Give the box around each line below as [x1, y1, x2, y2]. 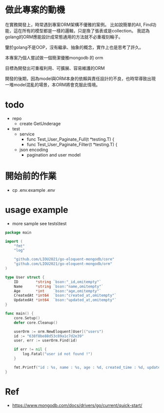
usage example [5, 205, 68, 215]
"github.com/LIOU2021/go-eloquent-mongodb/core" [14, 257, 115, 262]
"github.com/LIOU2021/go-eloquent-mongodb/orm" [14, 261, 112, 266]
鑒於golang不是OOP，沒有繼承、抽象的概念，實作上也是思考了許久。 [5, 44, 144, 50]
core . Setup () [14, 315, 41, 320]
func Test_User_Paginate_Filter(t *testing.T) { [26, 141, 118, 147]
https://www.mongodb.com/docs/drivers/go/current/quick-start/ [12, 402, 143, 408]
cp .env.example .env [12, 187, 55, 193]
